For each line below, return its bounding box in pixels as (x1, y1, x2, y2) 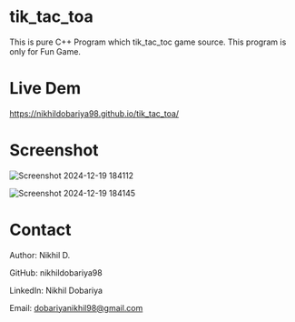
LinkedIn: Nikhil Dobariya (9, 285, 103, 296)
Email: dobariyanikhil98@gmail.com (9, 302, 143, 313)
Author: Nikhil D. (9, 249, 71, 260)
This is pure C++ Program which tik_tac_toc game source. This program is (9, 36, 287, 47)
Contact (9, 220, 72, 240)
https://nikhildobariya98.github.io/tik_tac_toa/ (9, 107, 180, 119)
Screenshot (9, 140, 99, 161)
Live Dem (9, 78, 82, 99)
